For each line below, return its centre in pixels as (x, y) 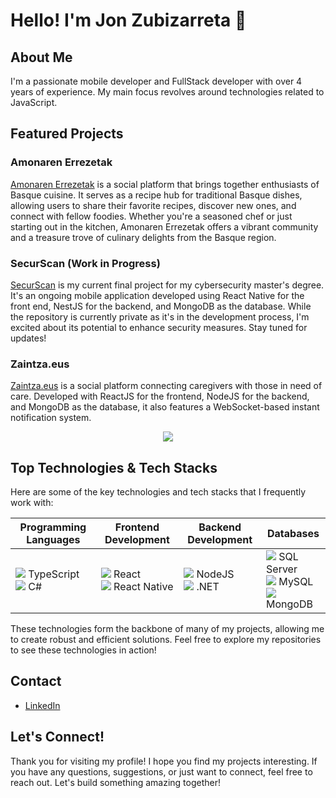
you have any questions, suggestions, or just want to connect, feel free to (161, 771)
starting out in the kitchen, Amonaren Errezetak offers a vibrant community (164, 226)
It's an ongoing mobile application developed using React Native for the (157, 295)
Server (282, 569)
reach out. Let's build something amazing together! (116, 782)
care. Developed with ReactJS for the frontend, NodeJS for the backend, (160, 396)
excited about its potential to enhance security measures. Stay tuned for (159, 327)
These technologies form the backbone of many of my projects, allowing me (167, 629)
